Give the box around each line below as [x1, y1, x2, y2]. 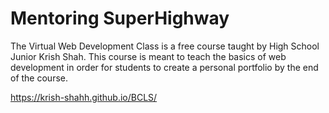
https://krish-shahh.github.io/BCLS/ [10, 91, 158, 103]
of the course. [10, 72, 68, 84]
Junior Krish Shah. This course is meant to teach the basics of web [10, 50, 287, 62]
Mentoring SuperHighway [10, 7, 230, 30]
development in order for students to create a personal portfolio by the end [10, 61, 319, 73]
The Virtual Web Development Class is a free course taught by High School [10, 40, 320, 52]
